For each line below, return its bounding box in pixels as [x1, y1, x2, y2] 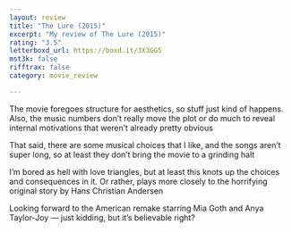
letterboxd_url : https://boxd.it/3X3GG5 [9, 46, 163, 55]
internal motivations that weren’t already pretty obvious [9, 122, 213, 133]
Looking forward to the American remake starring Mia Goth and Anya [9, 203, 264, 213]
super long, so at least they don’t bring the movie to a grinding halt [9, 149, 255, 160]
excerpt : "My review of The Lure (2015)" [9, 29, 167, 38]
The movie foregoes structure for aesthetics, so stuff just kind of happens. [9, 104, 284, 114]
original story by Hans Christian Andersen [9, 185, 164, 196]
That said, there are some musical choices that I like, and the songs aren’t [9, 139, 281, 150]
